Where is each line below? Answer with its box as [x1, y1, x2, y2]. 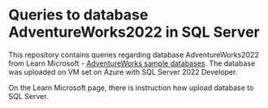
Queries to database [8, 6, 149, 24]
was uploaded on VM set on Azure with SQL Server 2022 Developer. [8, 67, 238, 76]
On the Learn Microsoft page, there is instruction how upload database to [8, 83, 254, 93]
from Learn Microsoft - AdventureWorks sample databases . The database [8, 58, 256, 68]
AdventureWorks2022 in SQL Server [8, 23, 260, 41]
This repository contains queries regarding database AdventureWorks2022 [8, 50, 260, 59]
